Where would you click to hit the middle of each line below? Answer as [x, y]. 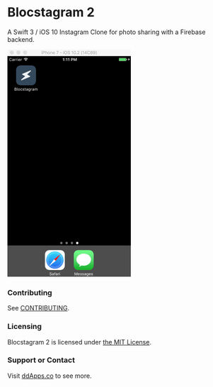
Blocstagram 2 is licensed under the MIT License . [80, 342]
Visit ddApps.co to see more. [50, 376]
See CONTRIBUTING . [38, 308]
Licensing [25, 327]
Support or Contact [41, 360]
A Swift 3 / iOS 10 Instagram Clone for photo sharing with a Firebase [106, 32]
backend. [21, 39]
